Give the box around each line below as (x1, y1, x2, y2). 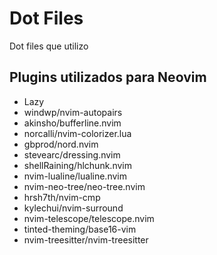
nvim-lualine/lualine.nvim (23, 170, 127, 182)
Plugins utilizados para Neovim (9, 69, 207, 86)
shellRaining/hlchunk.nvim (23, 159, 132, 171)
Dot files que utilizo (9, 40, 89, 52)
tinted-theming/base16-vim (23, 223, 137, 235)
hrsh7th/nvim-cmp (23, 191, 101, 203)
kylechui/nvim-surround (23, 202, 124, 214)
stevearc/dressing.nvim (23, 148, 121, 161)
